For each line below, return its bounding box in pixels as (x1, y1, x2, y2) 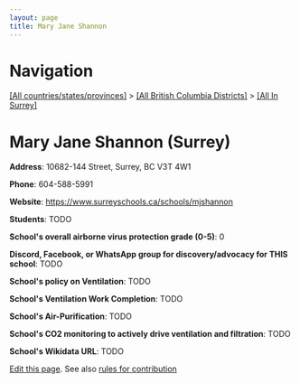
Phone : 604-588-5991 (9, 179, 93, 190)
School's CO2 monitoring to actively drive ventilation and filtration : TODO (9, 329, 291, 340)
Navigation (9, 61, 93, 81)
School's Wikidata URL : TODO (9, 346, 125, 357)
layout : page (9, 13, 59, 23)
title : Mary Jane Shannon (9, 22, 107, 31)
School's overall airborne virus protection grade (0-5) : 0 (9, 231, 225, 242)
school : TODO (9, 258, 63, 269)
